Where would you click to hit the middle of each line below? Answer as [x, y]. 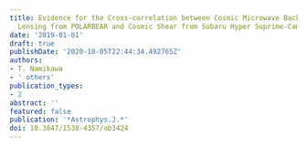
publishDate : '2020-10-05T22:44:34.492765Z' [95, 52]
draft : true [32, 43]
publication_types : [47, 86]
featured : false [40, 111]
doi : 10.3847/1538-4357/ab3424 [69, 129]
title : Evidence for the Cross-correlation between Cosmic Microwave [145, 18]
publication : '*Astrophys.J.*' [69, 120]
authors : [26, 60]
